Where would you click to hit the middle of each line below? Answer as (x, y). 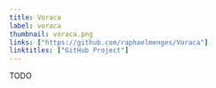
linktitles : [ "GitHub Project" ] (69, 51)
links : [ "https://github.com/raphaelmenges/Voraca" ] (109, 42)
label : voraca (36, 26)
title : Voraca (36, 17)
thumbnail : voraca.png (51, 34)
